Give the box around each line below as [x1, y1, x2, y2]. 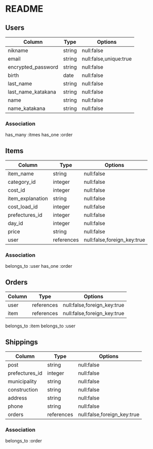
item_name [8, 170, 34, 177]
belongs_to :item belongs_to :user [5, 323, 76, 329]
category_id [8, 179, 36, 186]
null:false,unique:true [82, 55, 132, 62]
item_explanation [8, 195, 48, 202]
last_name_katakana [8, 89, 57, 95]
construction [8, 386, 38, 394]
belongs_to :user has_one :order [5, 263, 72, 269]
